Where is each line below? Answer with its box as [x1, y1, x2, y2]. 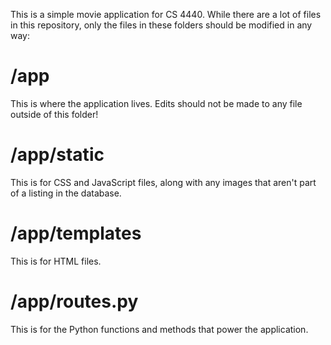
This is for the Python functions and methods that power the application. [10, 323, 309, 335]
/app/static [10, 144, 105, 166]
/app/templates [10, 222, 142, 245]
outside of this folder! [10, 108, 99, 120]
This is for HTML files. [10, 255, 102, 267]
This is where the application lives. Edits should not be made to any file [10, 97, 303, 109]
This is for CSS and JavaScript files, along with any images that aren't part [10, 176, 317, 188]
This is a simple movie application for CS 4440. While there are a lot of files [10, 9, 322, 20]
